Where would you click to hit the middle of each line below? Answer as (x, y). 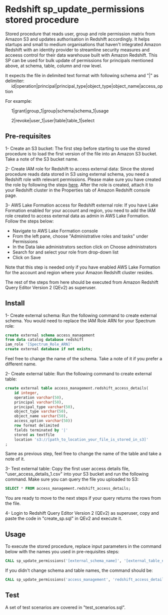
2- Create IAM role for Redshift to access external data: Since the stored (79, 168)
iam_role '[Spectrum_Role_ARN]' (39, 344)
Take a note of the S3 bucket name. (42, 159)
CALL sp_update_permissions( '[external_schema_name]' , (63, 561)
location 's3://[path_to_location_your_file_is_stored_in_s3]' (81, 440)
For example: (19, 101)
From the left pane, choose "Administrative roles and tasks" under (80, 236)
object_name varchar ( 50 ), (41, 416)
